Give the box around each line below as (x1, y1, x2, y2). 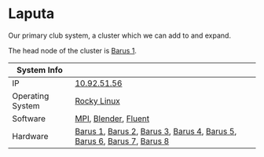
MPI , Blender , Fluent (74, 113, 150, 124)
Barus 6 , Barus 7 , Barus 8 (74, 135, 170, 146)
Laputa (8, 5, 55, 23)
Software (12, 113, 46, 124)
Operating (12, 90, 49, 101)
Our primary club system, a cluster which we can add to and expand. (8, 31, 232, 40)
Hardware (12, 130, 49, 141)
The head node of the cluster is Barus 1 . (8, 46, 137, 55)
